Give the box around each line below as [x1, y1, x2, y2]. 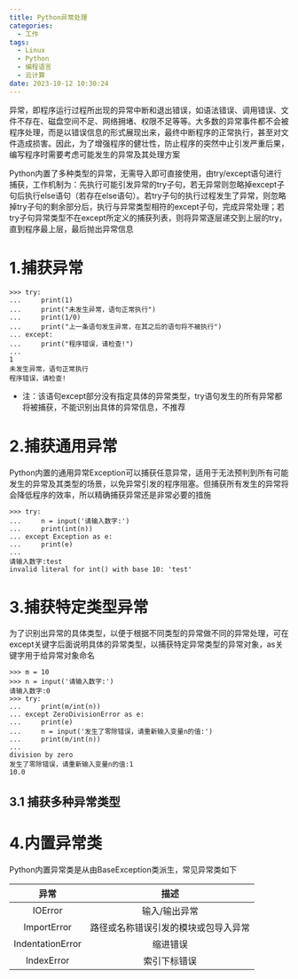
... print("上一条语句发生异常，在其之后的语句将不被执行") [9, 322, 223, 331]
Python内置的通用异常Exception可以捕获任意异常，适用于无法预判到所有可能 [9, 467, 289, 478]
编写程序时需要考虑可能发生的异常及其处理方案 [9, 148, 180, 160]
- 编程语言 [17, 63, 52, 72]
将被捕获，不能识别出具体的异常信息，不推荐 [21, 402, 186, 412]
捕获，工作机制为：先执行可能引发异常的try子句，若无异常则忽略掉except [9, 179, 278, 189]
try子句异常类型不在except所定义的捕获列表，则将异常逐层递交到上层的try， [9, 212, 287, 223]
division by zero [9, 751, 74, 760]
